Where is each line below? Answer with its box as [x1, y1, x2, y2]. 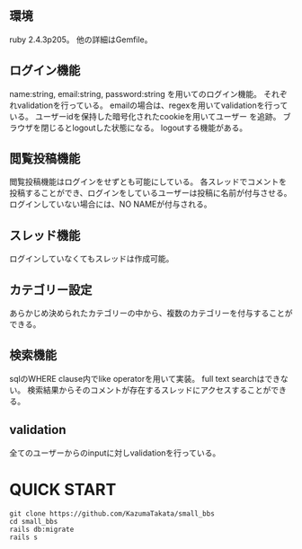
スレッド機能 [9, 227, 81, 243]
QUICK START [9, 479, 117, 500]
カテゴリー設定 [9, 282, 93, 297]
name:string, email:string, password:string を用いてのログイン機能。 [9, 88, 262, 99]
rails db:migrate [9, 525, 75, 534]
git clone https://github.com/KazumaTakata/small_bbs [9, 509, 216, 518]
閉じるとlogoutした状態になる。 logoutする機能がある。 [40, 122, 248, 133]
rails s [9, 533, 39, 542]
